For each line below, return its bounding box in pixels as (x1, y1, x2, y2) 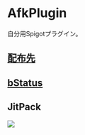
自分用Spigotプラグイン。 (7, 29, 82, 38)
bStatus (7, 77, 43, 89)
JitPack (7, 101, 41, 113)
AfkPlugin (7, 5, 67, 21)
